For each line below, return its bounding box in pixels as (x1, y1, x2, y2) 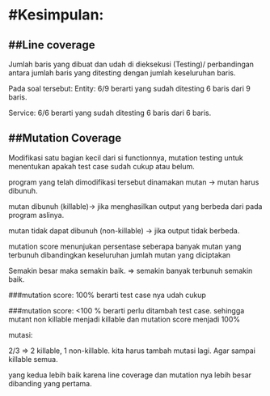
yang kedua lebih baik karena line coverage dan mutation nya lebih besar (8, 370, 252, 380)
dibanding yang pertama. (8, 378, 92, 388)
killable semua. (8, 354, 58, 364)
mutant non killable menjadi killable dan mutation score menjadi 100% (8, 314, 241, 324)
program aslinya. (8, 210, 65, 219)
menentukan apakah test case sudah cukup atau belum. (8, 161, 196, 171)
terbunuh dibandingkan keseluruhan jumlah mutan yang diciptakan (8, 249, 231, 260)
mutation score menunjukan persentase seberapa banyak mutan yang (8, 241, 242, 251)
